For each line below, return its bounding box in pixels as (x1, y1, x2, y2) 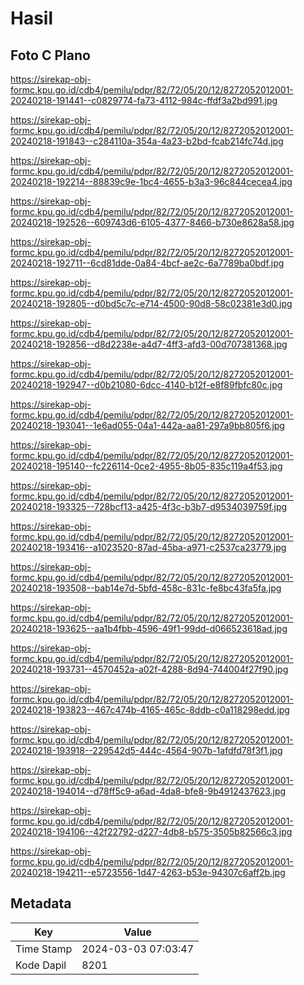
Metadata (10, 895, 72, 912)
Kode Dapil (15, 958, 67, 972)
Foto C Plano (10, 47, 91, 64)
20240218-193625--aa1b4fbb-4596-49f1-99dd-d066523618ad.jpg (10, 623, 288, 634)
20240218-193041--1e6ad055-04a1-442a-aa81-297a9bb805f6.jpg (10, 420, 285, 431)
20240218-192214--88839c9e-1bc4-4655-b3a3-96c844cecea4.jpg (10, 176, 293, 187)
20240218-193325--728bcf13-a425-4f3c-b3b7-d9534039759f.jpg (10, 501, 288, 512)
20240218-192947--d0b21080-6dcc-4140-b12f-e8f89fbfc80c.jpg (10, 379, 283, 391)
